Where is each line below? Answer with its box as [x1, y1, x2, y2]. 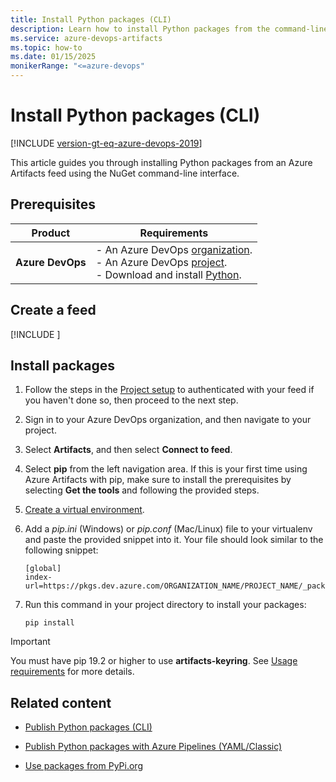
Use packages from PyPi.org [24, 760, 143, 772]
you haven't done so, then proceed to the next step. [24, 394, 239, 406]
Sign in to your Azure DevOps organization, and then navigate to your [24, 414, 312, 426]
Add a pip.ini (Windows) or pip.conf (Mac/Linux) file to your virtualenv [24, 523, 313, 535]
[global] [24, 564, 62, 574]
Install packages [10, 357, 115, 374]
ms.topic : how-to [10, 42, 83, 53]
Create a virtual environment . [24, 504, 145, 516]
